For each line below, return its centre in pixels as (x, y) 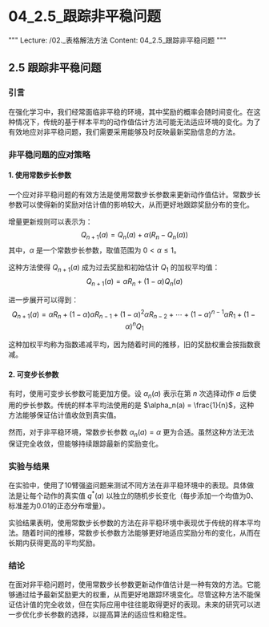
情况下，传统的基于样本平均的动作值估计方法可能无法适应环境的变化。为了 (138, 122)
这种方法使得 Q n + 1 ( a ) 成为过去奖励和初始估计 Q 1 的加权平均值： (114, 268)
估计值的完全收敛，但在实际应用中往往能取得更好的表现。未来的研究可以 (134, 605)
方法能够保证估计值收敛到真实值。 (64, 415)
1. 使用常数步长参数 (40, 175)
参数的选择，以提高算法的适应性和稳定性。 (120, 615)
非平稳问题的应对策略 (49, 155)
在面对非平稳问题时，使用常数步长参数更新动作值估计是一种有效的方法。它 (131, 585)
